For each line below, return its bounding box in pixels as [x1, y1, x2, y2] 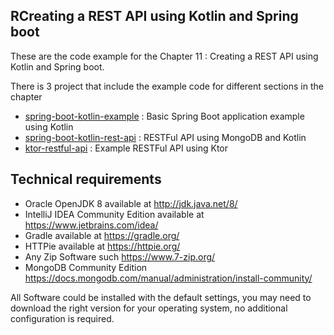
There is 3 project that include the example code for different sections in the [10, 80, 324, 92]
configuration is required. [10, 312, 115, 324]
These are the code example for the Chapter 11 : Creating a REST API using [10, 50, 319, 62]
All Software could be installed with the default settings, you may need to [10, 291, 312, 303]
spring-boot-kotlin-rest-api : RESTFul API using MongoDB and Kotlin [24, 131, 307, 143]
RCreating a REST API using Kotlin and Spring [10, 8, 299, 25]
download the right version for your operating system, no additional [10, 302, 288, 314]
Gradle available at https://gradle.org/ [24, 229, 180, 241]
